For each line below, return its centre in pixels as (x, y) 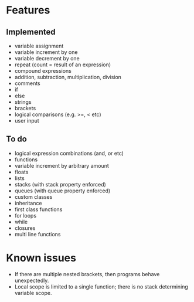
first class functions (38, 209)
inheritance (28, 203)
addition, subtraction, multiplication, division (68, 77)
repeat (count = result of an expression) (63, 65)
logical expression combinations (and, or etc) (69, 153)
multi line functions (38, 234)
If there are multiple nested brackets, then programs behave (87, 274)
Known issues (41, 258)
